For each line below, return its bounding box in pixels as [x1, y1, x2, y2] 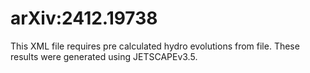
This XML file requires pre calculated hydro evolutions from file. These [10, 40, 300, 52]
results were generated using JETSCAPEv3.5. [10, 50, 198, 62]
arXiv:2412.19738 [10, 7, 158, 30]
